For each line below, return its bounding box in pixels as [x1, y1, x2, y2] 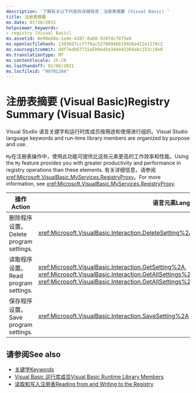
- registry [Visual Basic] [6, 30, 72, 36]
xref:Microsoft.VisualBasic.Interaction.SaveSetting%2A [38, 312, 189, 320]
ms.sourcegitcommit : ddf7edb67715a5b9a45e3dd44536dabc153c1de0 [6, 47, 163, 53]
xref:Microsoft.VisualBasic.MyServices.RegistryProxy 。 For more [6, 173, 161, 181]
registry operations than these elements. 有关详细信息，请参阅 [6, 166, 156, 173]
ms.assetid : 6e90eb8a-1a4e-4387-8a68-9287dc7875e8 [6, 36, 132, 41]
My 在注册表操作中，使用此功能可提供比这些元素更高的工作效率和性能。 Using [6, 153, 189, 160]
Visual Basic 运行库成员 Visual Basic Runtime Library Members [14, 373, 164, 380]
